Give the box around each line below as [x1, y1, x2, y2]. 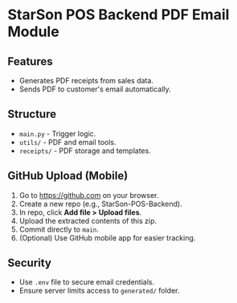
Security [7, 257, 51, 270]
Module [7, 22, 59, 41]
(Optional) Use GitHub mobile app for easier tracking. [18, 232, 196, 242]
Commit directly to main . [18, 224, 100, 234]
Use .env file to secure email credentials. [18, 277, 154, 287]
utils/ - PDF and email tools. [18, 137, 117, 147]
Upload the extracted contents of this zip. [18, 216, 157, 225]
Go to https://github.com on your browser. [18, 190, 159, 200]
